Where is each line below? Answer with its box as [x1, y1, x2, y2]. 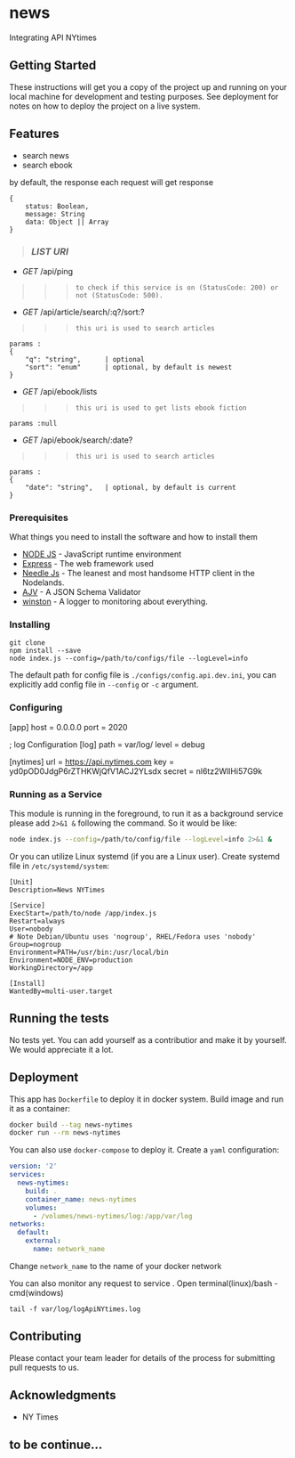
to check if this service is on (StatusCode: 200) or [75, 283, 279, 292]
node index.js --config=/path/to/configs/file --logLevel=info [9, 654, 249, 664]
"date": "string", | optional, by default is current [25, 483, 237, 492]
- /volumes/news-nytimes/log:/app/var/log [32, 1211, 193, 1220]
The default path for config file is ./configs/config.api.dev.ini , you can [9, 670, 277, 680]
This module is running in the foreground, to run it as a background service [9, 809, 283, 819]
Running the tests [9, 1011, 109, 1026]
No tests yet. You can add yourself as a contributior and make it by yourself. [9, 1034, 287, 1045]
